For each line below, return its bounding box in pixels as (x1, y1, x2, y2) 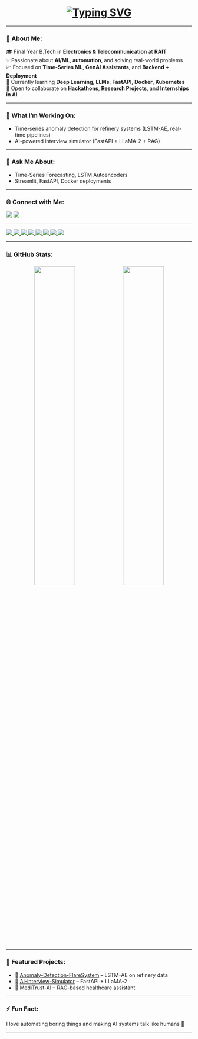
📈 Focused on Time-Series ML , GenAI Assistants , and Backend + (6, 64, 169, 71)
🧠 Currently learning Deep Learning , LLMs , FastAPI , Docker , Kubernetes (6, 79, 185, 86)
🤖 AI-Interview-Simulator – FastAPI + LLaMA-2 (14, 977, 128, 985)
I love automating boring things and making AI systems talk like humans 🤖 (6, 1021, 184, 1028)
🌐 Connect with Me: (6, 198, 65, 206)
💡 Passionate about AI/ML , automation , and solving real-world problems (6, 57, 183, 64)
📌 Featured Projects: (6, 958, 66, 966)
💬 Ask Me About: (6, 157, 55, 166)
